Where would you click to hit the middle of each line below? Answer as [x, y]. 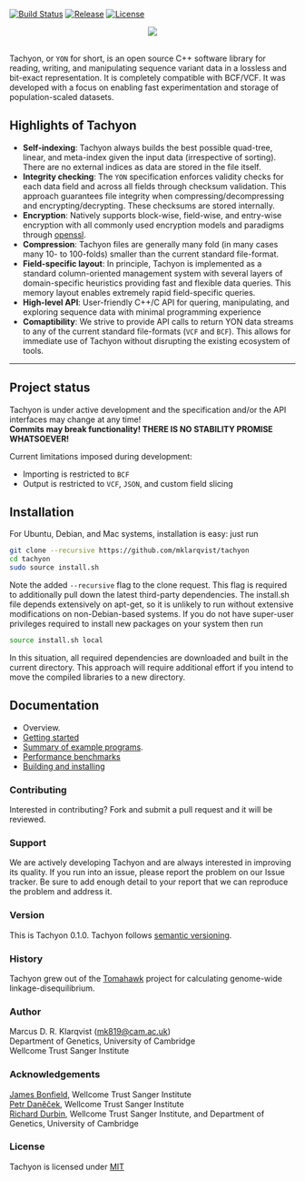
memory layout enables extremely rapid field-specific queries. [139, 292]
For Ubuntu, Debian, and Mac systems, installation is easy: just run [134, 534]
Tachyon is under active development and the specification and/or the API [148, 409]
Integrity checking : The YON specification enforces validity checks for [153, 177]
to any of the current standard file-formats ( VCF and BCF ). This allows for [157, 331]
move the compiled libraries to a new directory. [98, 677]
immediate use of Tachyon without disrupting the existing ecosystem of [156, 340]
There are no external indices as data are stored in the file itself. [142, 167]
